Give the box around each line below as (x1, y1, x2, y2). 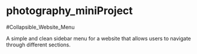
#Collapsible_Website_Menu (6, 23, 75, 31)
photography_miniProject (6, 4, 133, 18)
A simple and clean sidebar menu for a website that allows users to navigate (6, 35, 191, 42)
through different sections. (6, 41, 71, 48)
